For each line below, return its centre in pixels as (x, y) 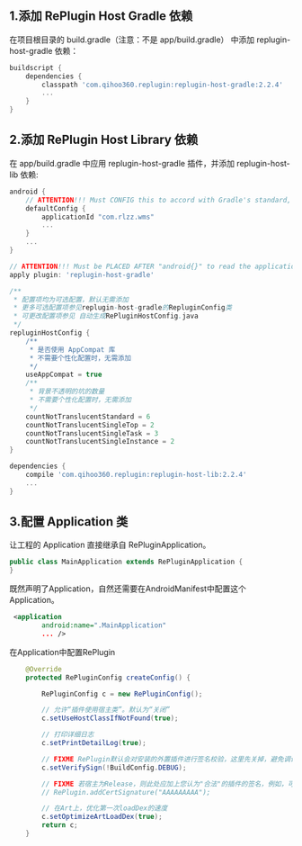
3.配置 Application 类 (69, 522)
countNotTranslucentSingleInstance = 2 (100, 442)
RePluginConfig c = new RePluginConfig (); (122, 694)
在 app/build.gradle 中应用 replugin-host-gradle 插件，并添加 (122, 163)
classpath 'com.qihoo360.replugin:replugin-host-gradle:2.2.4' (162, 85)
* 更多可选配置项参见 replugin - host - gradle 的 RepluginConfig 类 (122, 308)
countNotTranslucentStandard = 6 (88, 417)
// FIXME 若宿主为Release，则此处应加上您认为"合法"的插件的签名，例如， (165, 784)
